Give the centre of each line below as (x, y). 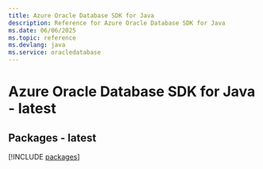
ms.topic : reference (43, 38)
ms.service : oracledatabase (55, 52)
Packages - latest (52, 138)
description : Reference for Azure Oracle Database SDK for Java (117, 23)
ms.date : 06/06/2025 (43, 30)
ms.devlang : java (37, 45)
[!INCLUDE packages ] (44, 157)
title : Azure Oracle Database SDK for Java (81, 15)
